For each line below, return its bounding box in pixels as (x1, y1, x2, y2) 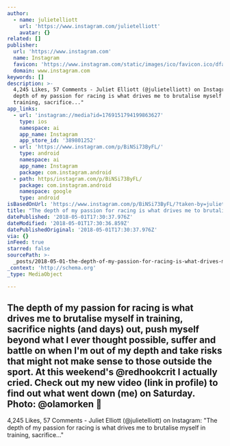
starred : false (7, 246, 51, 252)
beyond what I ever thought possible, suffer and (7, 334, 216, 345)
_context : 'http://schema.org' (7, 264, 97, 271)
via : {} (7, 233, 29, 239)
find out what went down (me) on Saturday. (7, 387, 195, 399)
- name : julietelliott (13, 16, 78, 23)
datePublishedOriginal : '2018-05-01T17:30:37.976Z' (7, 226, 157, 233)
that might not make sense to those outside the (7, 355, 212, 367)
